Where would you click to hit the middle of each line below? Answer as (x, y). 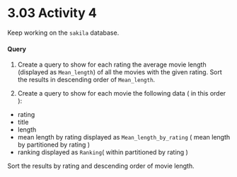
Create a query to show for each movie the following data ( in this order (122, 93)
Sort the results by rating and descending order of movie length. (101, 166)
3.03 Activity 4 (52, 13)
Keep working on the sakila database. (63, 33)
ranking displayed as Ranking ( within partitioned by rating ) (103, 152)
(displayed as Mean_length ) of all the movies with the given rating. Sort (120, 72)
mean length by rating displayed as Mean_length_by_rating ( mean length (124, 137)
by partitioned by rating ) (54, 145)
